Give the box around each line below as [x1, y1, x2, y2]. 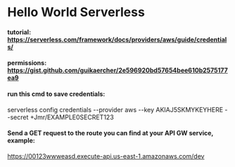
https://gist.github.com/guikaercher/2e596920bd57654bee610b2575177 [7, 66, 229, 74]
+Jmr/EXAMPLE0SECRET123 [30, 113, 114, 121]
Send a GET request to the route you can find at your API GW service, [7, 129, 214, 138]
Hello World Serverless [7, 4, 146, 20]
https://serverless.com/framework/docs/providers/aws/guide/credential [7, 35, 227, 44]
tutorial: [7, 27, 32, 36]
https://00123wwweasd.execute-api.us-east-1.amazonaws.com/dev [7, 152, 205, 160]
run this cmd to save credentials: [7, 89, 106, 98]
